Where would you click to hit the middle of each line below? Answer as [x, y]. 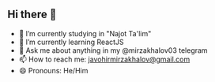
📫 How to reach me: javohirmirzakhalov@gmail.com [104, 59]
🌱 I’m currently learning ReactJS [71, 42]
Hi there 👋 [32, 15]
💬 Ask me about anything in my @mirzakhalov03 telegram [113, 50]
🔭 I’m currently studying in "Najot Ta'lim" [85, 33]
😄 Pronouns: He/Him [53, 70]
